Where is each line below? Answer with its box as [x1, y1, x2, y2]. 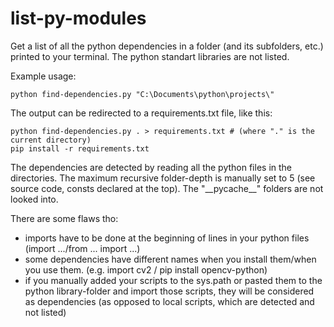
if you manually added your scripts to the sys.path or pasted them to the [24, 274, 323, 286]
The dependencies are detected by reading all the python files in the [10, 161, 292, 173]
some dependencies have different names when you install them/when [24, 253, 317, 265]
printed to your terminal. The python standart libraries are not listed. [10, 50, 290, 62]
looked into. [10, 193, 59, 205]
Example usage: [10, 70, 77, 82]
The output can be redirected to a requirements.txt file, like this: [10, 107, 273, 119]
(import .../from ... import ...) [24, 242, 141, 254]
